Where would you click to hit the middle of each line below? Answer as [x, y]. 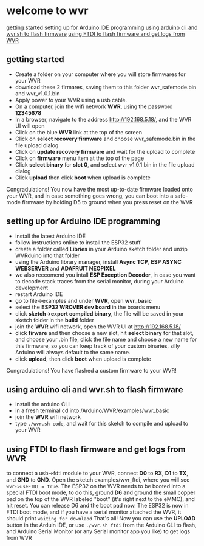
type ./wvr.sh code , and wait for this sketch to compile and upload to [102, 424]
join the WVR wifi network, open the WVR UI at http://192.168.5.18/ [98, 327]
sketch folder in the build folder [54, 320]
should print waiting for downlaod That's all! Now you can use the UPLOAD [101, 519]
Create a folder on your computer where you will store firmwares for [100, 74]
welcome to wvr [47, 11]
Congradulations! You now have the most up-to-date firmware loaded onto [100, 189]
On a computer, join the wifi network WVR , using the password [94, 106]
